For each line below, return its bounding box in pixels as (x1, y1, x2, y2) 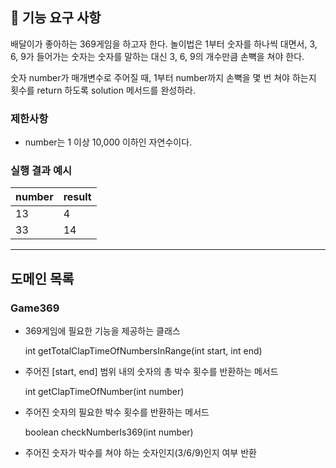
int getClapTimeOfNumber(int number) (24, 386, 185, 398)
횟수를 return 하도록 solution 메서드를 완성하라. (10, 84, 196, 96)
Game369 (10, 301, 60, 315)
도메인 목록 (10, 270, 75, 287)
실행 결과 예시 (10, 164, 73, 178)
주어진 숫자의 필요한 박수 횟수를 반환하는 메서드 (24, 406, 210, 418)
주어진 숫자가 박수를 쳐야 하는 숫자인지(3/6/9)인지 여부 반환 (24, 447, 257, 459)
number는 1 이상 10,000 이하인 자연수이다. (24, 136, 193, 148)
